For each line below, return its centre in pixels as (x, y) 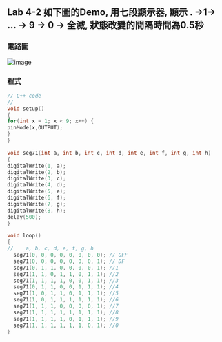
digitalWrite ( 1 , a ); (37, 166)
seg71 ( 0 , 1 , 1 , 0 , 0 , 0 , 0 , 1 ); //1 (66, 268)
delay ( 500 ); (24, 217)
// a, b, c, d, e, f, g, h (51, 249)
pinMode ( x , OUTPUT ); (35, 128)
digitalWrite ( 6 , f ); (37, 198)
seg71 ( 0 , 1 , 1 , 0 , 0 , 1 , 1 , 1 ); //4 (66, 287)
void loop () (24, 236)
